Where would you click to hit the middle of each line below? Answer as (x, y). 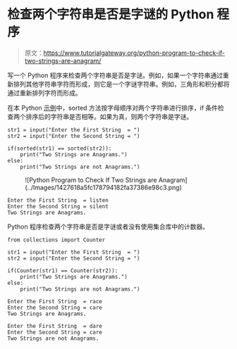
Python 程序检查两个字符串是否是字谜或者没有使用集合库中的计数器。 (108, 227)
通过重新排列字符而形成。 (44, 93)
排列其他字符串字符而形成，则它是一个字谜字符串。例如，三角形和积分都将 (121, 84)
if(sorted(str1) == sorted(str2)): (60, 148)
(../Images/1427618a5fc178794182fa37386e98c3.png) (103, 187)
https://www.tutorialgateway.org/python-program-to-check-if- (134, 53)
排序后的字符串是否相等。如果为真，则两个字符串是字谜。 (109, 116)
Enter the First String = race (55, 301)
